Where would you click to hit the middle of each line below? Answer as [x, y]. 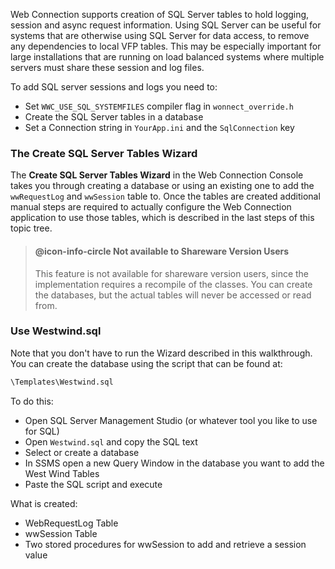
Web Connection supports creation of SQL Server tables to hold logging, [160, 14]
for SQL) [42, 431]
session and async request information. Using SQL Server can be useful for [166, 25]
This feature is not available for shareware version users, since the [172, 273]
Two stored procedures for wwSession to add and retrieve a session [165, 544]
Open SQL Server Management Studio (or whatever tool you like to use [171, 420]
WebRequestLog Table [71, 523]
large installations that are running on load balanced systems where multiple [167, 57]
